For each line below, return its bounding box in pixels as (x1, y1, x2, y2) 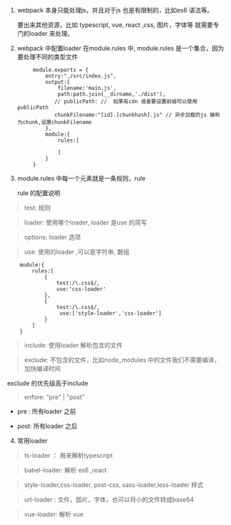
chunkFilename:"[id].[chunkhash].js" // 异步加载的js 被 (54, 111, 215, 118)
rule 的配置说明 (17, 189, 61, 197)
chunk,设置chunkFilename (22, 119, 92, 126)
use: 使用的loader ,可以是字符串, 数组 (23, 248, 130, 256)
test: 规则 (23, 203, 51, 212)
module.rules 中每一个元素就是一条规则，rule (17, 174, 146, 182)
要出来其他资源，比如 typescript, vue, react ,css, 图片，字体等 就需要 (17, 21, 214, 29)
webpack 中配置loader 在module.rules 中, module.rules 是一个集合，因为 (17, 44, 224, 52)
